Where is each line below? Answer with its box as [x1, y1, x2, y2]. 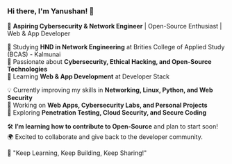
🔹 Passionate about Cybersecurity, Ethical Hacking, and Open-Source [7, 58, 212, 66]
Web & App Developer [7, 29, 71, 38]
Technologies [7, 65, 48, 74]
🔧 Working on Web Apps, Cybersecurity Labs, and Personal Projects [7, 101, 208, 110]
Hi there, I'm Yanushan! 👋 [7, 6, 94, 16]
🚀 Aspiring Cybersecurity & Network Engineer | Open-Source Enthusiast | [7, 22, 222, 31]
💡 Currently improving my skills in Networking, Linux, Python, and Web [7, 86, 213, 95]
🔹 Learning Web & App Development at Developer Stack [7, 72, 170, 81]
